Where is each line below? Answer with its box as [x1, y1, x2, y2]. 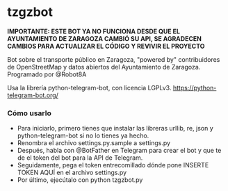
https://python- [172, 83, 217, 92]
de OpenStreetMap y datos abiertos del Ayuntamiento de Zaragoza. [7, 63, 201, 71]
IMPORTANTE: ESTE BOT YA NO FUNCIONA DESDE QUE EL [7, 27, 181, 35]
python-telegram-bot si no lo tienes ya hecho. [17, 131, 149, 140]
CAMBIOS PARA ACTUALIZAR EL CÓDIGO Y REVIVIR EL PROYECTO [7, 42, 205, 50]
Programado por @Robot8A [7, 70, 87, 78]
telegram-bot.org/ [7, 91, 59, 99]
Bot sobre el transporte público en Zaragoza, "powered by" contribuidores [7, 55, 220, 63]
